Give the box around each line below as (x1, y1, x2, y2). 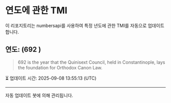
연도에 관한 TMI (5, 5, 68, 16)
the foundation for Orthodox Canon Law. (17, 64, 103, 70)
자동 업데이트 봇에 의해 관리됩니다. (5, 92, 73, 98)
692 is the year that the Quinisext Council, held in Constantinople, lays (17, 59, 165, 65)
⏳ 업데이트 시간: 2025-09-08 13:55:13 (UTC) (5, 75, 97, 81)
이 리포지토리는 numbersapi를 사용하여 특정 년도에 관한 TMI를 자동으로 (5, 22, 147, 29)
